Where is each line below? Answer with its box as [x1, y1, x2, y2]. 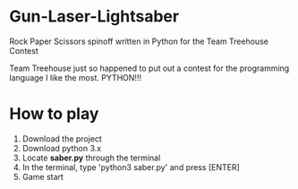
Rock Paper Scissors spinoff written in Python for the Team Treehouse [9, 36, 268, 47]
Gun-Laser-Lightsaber [9, 6, 180, 27]
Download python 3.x [21, 142, 101, 153]
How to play [9, 104, 99, 125]
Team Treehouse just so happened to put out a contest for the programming [9, 63, 290, 73]
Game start [21, 171, 64, 182]
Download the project [21, 133, 103, 144]
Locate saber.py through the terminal [21, 152, 161, 163]
